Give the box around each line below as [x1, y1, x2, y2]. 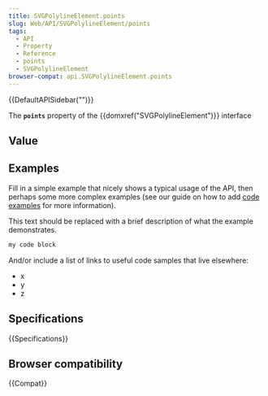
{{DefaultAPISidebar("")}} [8, 94, 94, 104]
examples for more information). [8, 200, 116, 210]
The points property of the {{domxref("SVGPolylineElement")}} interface [8, 111, 252, 120]
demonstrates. [8, 224, 57, 234]
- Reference [15, 50, 57, 58]
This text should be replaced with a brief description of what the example [8, 216, 253, 226]
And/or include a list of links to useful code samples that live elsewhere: [8, 255, 249, 265]
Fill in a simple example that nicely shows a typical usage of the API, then [8, 183, 253, 193]
